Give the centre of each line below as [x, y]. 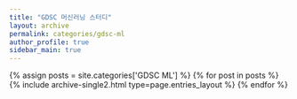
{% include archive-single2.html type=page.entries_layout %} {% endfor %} [149, 85]
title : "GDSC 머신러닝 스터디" [60, 17]
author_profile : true [49, 42]
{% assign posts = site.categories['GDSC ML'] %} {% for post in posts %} [144, 75]
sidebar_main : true [45, 50]
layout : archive [39, 26]
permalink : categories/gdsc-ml [67, 34]
